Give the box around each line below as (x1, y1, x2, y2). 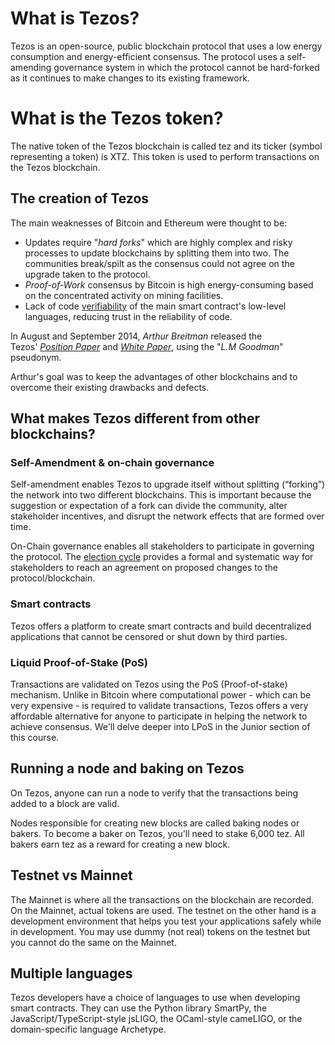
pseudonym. (10, 351, 62, 363)
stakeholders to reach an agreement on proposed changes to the (10, 562, 279, 574)
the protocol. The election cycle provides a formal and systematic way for (10, 551, 314, 563)
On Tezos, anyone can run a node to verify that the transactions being (10, 787, 299, 799)
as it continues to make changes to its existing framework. (10, 72, 250, 84)
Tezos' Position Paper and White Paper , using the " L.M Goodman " (10, 340, 284, 352)
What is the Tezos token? (10, 107, 224, 130)
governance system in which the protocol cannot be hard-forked (53, 61, 320, 73)
